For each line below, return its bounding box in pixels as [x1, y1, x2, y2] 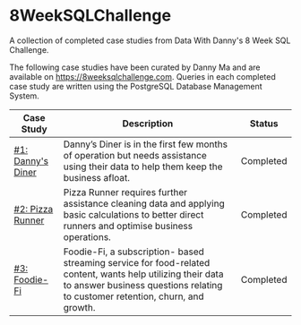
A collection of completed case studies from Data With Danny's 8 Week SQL [9, 35, 291, 46]
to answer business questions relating [63, 278, 223, 291]
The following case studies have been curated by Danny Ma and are [9, 62, 261, 73]
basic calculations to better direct [63, 208, 204, 220]
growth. [63, 301, 96, 313]
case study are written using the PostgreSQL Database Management [9, 81, 262, 91]
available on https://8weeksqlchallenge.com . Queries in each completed [9, 71, 276, 81]
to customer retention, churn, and [63, 290, 204, 303]
